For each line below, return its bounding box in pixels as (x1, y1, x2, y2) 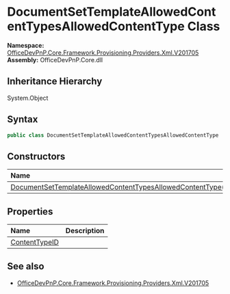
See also (7, 260, 44, 272)
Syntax (7, 113, 38, 125)
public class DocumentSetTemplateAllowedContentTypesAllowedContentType (7, 131, 219, 139)
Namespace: (7, 41, 44, 49)
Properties (7, 206, 53, 217)
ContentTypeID (10, 237, 60, 247)
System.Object (7, 94, 49, 102)
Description (65, 226, 105, 236)
